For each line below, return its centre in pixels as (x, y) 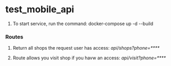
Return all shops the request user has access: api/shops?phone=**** (86, 48)
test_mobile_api (40, 9)
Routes (14, 37)
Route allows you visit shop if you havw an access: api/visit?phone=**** (89, 58)
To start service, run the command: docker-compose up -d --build (83, 24)
